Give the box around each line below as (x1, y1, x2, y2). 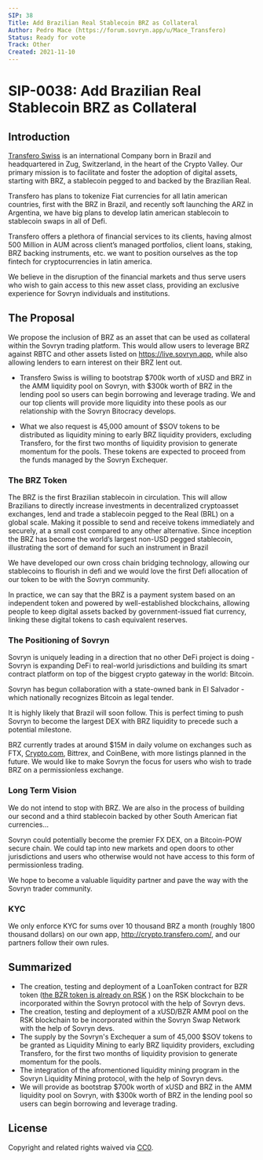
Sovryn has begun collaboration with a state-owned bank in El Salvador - (8, 684, 245, 694)
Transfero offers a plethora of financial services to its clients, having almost (8, 232, 252, 241)
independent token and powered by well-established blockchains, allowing (8, 599, 250, 608)
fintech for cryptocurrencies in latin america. (8, 257, 153, 266)
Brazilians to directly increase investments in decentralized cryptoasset (8, 501, 239, 510)
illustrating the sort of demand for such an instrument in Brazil (8, 543, 209, 552)
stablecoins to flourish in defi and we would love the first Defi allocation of (8, 566, 249, 576)
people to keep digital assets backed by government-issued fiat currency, (8, 607, 247, 617)
